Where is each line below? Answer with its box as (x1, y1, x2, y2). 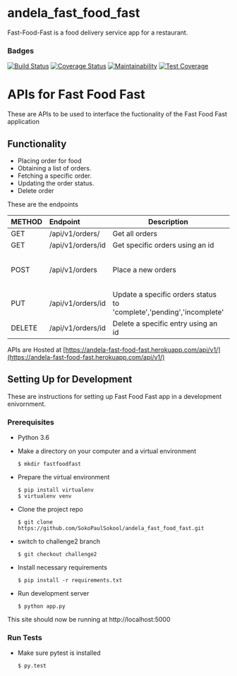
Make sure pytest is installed (17, 649, 101, 657)
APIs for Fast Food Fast (7, 87, 146, 103)
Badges (7, 46, 34, 56)
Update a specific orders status (112, 289, 217, 299)
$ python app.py (17, 603, 66, 610)
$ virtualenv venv (17, 493, 72, 500)
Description (147, 216, 188, 226)
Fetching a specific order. (17, 171, 92, 180)
